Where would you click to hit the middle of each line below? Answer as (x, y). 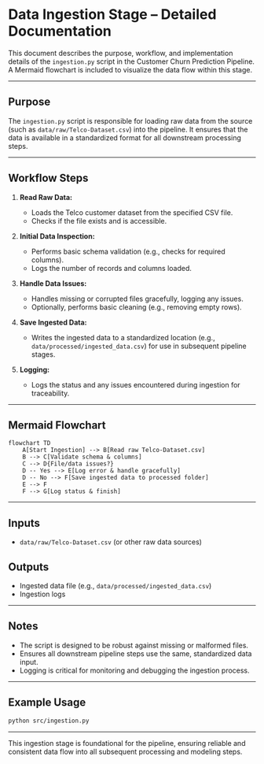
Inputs (24, 523)
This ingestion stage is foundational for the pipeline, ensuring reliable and (127, 743)
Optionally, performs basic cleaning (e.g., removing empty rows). (136, 307)
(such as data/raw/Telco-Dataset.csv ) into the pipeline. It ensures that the (128, 129)
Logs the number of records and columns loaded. (112, 268)
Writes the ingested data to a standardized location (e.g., (123, 337)
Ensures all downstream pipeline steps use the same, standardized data (136, 653)
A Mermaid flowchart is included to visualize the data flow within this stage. (130, 69)
